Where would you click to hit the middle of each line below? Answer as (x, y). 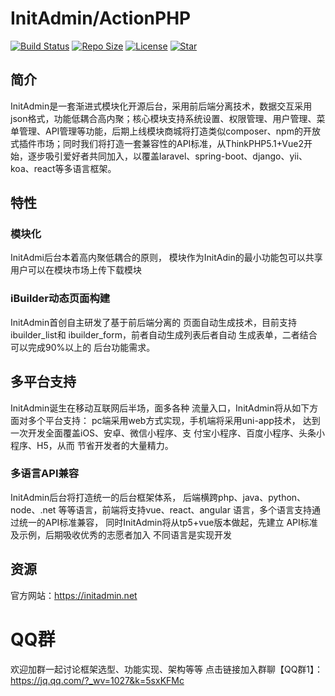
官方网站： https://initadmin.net (74, 595)
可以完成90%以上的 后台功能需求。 (83, 347)
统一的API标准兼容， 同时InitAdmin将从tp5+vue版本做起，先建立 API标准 (168, 522)
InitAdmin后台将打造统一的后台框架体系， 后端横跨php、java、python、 (158, 497)
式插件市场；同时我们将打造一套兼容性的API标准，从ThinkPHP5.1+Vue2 (157, 143)
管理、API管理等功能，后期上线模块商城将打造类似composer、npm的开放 (169, 131)
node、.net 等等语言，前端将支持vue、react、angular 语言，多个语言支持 (161, 509)
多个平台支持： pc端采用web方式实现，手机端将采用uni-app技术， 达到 (174, 420)
